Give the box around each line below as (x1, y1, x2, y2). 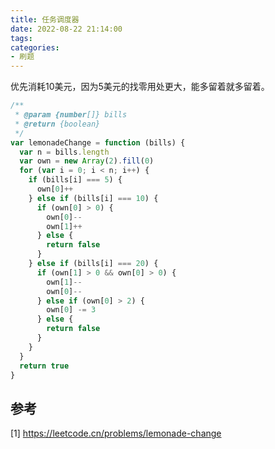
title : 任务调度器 (10, 14, 80, 25)
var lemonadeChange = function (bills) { (10, 137, 186, 148)
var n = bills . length (19, 147, 110, 157)
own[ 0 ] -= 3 (46, 305, 97, 315)
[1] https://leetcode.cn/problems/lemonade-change (10, 427, 222, 440)
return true (19, 361, 70, 371)
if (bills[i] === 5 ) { (28, 175, 123, 185)
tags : (10, 33, 33, 43)
